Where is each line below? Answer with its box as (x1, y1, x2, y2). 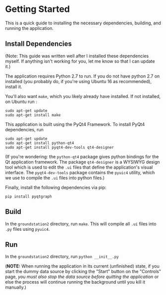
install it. (5, 84, 22, 90)
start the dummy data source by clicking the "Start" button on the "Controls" (5, 269, 161, 275)
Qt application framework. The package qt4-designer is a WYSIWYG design (5, 159, 160, 165)
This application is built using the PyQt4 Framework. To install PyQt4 (5, 121, 145, 127)
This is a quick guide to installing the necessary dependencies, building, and (5, 20, 161, 26)
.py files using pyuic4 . (5, 226, 50, 232)
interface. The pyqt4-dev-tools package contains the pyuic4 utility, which (5, 169, 155, 175)
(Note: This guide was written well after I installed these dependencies (5, 53, 149, 59)
